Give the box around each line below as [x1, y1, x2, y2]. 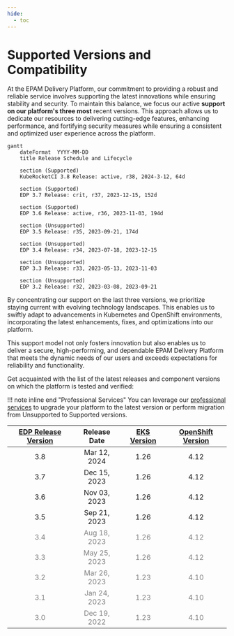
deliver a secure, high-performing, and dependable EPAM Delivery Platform [7, 347, 224, 355]
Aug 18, [83, 528, 110, 538]
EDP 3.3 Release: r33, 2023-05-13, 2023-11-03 [19, 265, 157, 273]
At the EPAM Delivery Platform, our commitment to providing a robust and [7, 85, 219, 93]
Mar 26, [84, 568, 110, 578]
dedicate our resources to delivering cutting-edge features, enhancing [7, 115, 210, 123]
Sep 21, [84, 508, 110, 518]
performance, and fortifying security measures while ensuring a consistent [7, 122, 222, 130]
